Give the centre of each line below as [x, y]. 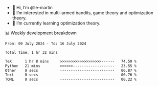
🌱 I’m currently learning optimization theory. [56, 23]
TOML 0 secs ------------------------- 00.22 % [71, 80]
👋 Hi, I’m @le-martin [32, 8]
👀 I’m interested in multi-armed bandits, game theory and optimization [83, 13]
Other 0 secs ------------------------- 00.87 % [71, 70]
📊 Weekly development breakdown [41, 33]
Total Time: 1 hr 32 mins [31, 52]
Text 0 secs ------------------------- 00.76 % [71, 75]
